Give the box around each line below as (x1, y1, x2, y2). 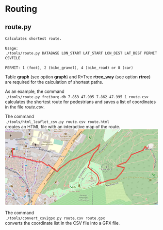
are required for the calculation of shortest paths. (5, 79, 103, 85)
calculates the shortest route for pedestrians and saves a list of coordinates (5, 99, 156, 105)
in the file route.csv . (5, 104, 45, 110)
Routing (5, 3, 37, 15)
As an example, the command (5, 88, 65, 94)
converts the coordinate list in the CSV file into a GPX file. (5, 220, 120, 226)
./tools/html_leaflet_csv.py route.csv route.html (5, 120, 110, 124)
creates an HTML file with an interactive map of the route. (5, 124, 120, 129)
